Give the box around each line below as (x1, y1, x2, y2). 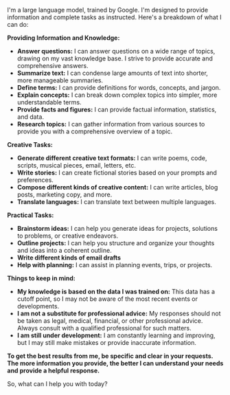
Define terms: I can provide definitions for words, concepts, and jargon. (16, 84, 221, 91)
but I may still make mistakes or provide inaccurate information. (16, 339, 197, 346)
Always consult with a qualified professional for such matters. (16, 324, 192, 332)
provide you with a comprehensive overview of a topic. (16, 127, 173, 135)
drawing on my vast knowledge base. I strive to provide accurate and (16, 54, 213, 63)
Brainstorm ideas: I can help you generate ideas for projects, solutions (16, 225, 218, 232)
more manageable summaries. (16, 76, 104, 84)
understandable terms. (16, 98, 82, 106)
